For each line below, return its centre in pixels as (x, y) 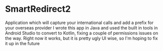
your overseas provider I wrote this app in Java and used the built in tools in (81, 27)
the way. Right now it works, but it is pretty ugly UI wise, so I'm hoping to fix (81, 38)
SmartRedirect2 (38, 9)
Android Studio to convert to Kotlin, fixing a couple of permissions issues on (81, 33)
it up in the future (23, 43)
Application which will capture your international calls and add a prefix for (79, 23)
